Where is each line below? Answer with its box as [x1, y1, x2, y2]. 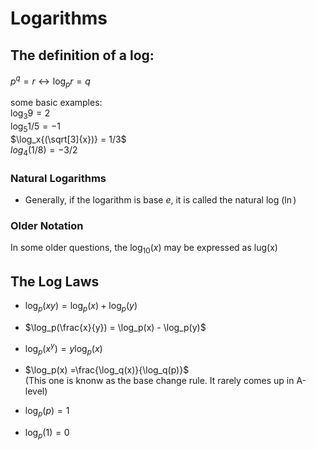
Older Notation [10, 219, 84, 233]
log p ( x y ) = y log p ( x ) [24, 340, 103, 357]
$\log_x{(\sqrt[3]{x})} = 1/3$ [10, 133, 127, 146]
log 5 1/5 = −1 [10, 120, 61, 135]
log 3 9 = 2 [10, 107, 51, 122]
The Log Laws [10, 273, 100, 290]
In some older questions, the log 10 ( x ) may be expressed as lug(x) [10, 242, 278, 256]
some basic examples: [10, 97, 103, 109]
